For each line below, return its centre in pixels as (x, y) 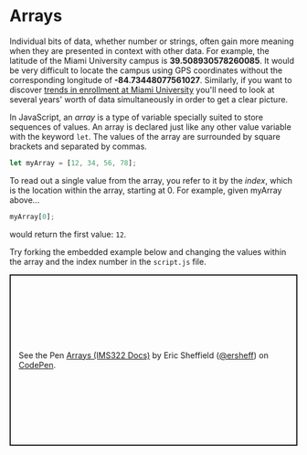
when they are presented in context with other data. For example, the (139, 50)
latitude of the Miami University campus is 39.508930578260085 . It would (152, 60)
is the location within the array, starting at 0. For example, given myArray (146, 190)
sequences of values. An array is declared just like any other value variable (151, 127)
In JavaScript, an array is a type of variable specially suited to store (136, 117)
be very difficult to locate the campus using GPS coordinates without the (146, 70)
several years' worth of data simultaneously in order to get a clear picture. (149, 99)
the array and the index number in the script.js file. (108, 261)
